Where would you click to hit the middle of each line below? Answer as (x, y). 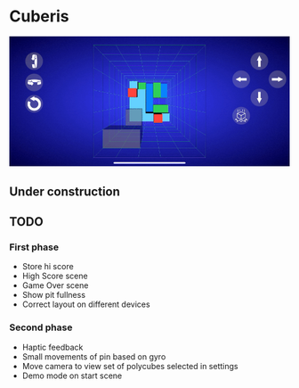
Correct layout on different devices (86, 304)
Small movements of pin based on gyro (94, 356)
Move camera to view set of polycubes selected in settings (130, 366)
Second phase (41, 327)
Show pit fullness (54, 295)
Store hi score (48, 267)
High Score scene (55, 276)
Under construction (65, 191)
